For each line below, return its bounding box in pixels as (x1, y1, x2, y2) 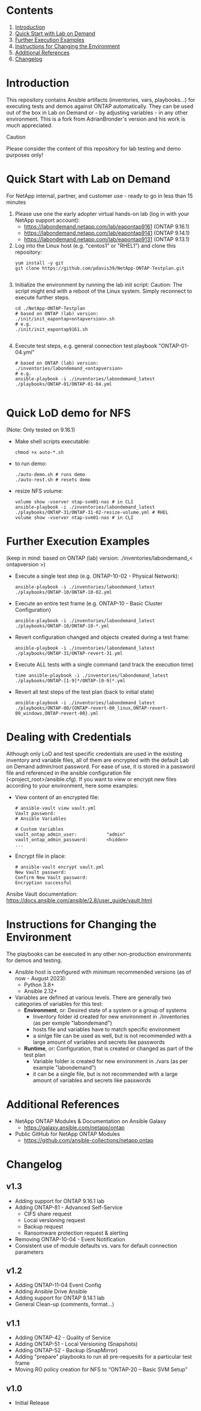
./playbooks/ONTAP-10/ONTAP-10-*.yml (14, 623, 110, 629)
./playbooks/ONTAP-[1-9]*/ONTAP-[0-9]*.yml (14, 677, 126, 684)
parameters (14, 1248, 44, 1256)
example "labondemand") (32, 1064, 97, 1071)
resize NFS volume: (14, 487, 64, 494)
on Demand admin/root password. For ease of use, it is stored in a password (6, 762, 195, 770)
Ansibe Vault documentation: (6, 890, 78, 897)
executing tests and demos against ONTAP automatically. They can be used (6, 103, 194, 110)
